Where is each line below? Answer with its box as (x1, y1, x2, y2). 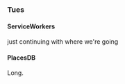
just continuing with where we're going (7, 37, 119, 46)
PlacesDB (7, 53, 36, 62)
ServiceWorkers (7, 22, 56, 31)
